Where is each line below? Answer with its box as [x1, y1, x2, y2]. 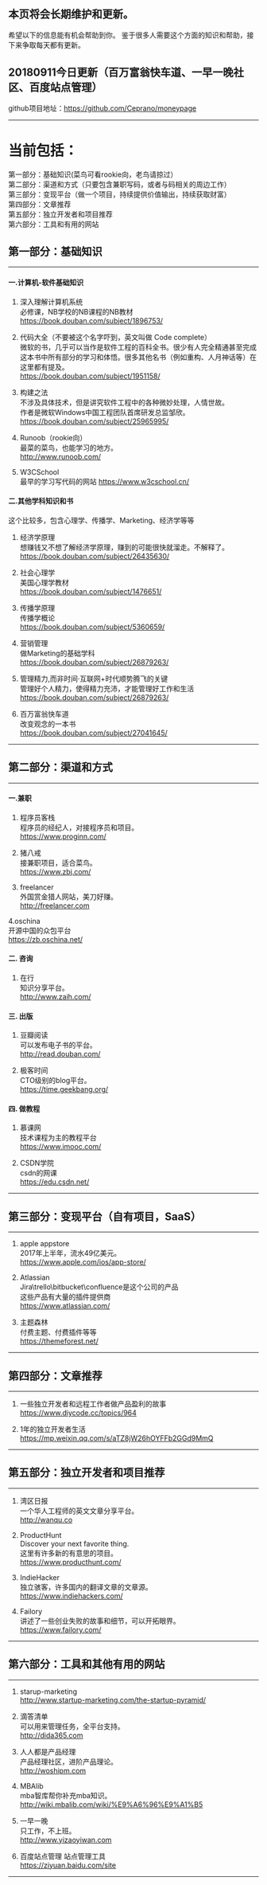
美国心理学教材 [19, 577, 69, 587]
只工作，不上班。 [19, 1826, 76, 1836]
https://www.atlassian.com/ [19, 1301, 110, 1311]
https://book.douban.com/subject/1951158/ [19, 371, 161, 381]
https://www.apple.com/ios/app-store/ [19, 1257, 147, 1267]
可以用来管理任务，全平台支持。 [19, 1721, 125, 1731]
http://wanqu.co [19, 1515, 73, 1524]
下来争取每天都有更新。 [8, 40, 85, 49]
